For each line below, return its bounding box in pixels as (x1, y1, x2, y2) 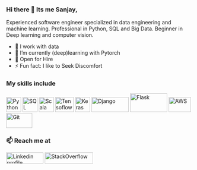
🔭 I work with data (14, 43, 59, 50)
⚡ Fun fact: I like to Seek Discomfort (14, 62, 103, 70)
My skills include (6, 80, 56, 88)
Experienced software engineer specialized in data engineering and (6, 19, 171, 26)
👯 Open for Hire (14, 56, 53, 63)
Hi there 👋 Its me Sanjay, (6, 5, 78, 14)
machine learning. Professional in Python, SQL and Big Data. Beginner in (6, 25, 183, 32)
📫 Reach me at (6, 136, 51, 144)
